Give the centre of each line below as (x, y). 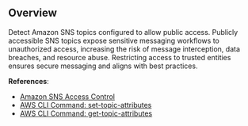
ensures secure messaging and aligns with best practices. (103, 66)
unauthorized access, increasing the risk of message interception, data (124, 49)
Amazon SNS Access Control (67, 96)
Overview (33, 13)
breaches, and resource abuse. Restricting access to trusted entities (120, 57)
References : (29, 81)
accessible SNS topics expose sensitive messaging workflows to (114, 40)
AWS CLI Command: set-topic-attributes (86, 105)
